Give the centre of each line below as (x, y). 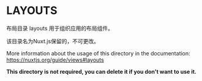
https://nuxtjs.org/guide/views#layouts (55, 60)
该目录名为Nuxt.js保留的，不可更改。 (53, 41)
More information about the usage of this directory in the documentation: (99, 53)
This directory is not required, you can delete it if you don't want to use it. (102, 71)
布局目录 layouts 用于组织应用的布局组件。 (60, 28)
